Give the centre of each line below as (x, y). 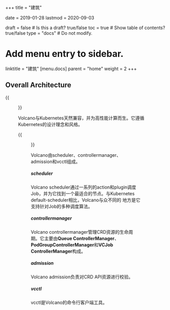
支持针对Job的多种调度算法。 (62, 206)
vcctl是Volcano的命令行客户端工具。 (69, 302)
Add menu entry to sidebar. (65, 54)
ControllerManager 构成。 (58, 251)
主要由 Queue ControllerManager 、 (81, 238)
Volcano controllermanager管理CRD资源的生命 (80, 232)
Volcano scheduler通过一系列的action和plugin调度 (83, 187)
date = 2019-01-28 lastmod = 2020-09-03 (50, 18)
